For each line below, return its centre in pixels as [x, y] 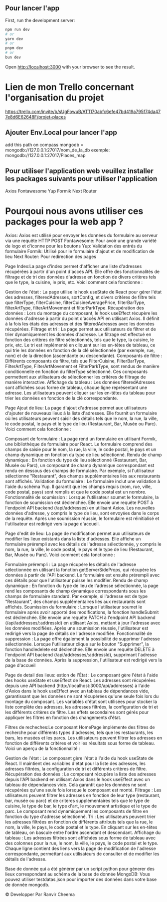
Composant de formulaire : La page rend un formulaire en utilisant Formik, [81, 439]
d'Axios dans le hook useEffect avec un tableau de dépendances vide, [77, 691]
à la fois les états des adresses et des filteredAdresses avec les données [80, 324]
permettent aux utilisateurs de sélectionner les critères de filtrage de [76, 377]
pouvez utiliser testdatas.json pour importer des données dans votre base [81, 879]
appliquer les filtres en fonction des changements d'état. [63, 717]
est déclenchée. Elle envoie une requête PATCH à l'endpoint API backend [80, 617]
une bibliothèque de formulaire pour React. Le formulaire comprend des [79, 444]
